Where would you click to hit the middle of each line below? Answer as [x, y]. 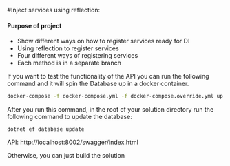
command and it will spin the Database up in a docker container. [98, 84]
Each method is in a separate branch [69, 63]
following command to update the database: [70, 117]
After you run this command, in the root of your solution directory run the [111, 110]
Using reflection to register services [68, 48]
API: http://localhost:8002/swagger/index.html [73, 142]
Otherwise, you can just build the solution [66, 156]
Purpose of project [34, 25]
